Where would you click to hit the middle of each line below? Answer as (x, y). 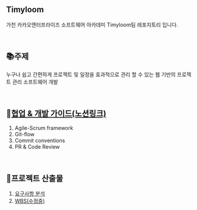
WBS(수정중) (30, 201)
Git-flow (24, 134)
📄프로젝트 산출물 (35, 178)
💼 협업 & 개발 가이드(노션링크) (56, 114)
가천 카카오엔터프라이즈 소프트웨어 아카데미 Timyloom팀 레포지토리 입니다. (92, 24)
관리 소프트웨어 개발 (35, 81)
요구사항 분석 (30, 193)
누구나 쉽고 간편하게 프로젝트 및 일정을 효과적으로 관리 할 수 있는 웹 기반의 (91, 74)
